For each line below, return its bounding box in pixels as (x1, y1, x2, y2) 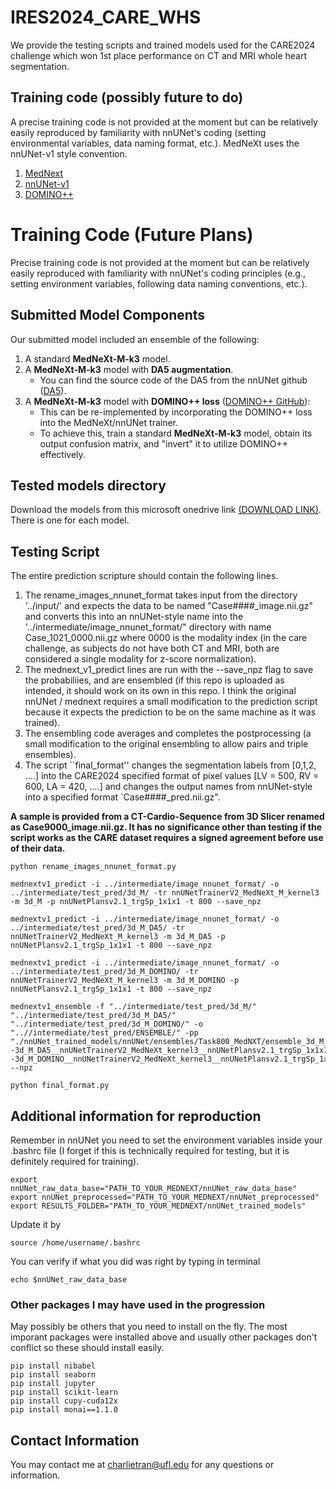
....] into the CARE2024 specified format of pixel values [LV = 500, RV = (24, 770, 320, 782)
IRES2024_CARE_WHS (10, 6, 202, 29)
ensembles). (24, 749, 77, 761)
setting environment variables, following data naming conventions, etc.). (10, 277, 308, 290)
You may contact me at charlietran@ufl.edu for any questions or (10, 1459, 275, 1471)
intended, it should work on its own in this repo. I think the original (24, 685, 297, 697)
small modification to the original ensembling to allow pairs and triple (24, 738, 309, 750)
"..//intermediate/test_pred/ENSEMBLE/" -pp (10, 1028, 199, 1038)
